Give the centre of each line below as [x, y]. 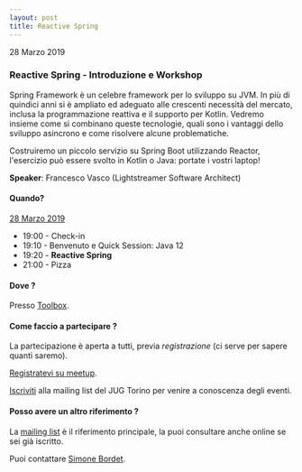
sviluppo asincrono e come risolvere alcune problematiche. [119, 133]
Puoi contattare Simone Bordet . [68, 458]
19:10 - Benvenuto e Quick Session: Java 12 [103, 245]
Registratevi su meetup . [53, 373]
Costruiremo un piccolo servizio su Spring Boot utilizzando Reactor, [135, 151]
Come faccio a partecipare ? [63, 326]
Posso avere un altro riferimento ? [74, 411]
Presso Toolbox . [39, 305]
